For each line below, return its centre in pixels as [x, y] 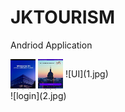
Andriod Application [51, 45]
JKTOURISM [63, 17]
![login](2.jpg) [38, 95]
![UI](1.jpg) [86, 73]
